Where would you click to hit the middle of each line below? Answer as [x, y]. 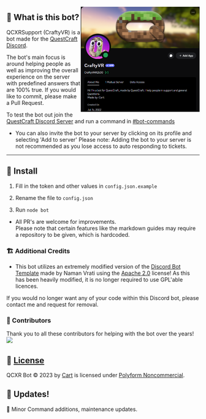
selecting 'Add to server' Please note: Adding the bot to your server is [103, 139]
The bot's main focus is [36, 57]
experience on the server [38, 77]
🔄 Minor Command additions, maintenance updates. [72, 409]
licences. [27, 286]
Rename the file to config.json [54, 198]
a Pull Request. [25, 102]
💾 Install [22, 171]
